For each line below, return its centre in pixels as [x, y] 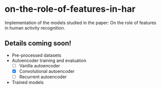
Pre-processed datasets [36, 55]
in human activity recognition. [35, 28]
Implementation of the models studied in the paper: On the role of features [80, 23]
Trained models [28, 82]
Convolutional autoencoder [47, 71]
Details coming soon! [38, 44]
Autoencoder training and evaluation [49, 60]
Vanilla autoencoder [40, 65]
